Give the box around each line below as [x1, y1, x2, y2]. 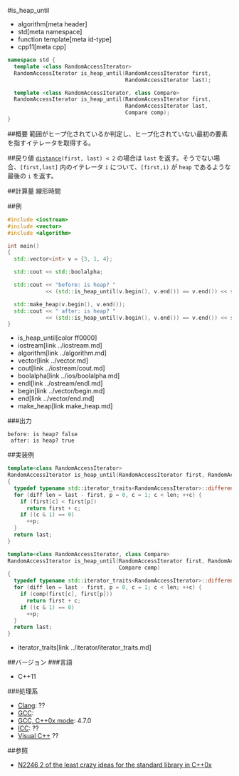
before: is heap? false [7, 431, 78, 438]
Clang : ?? [17, 701, 46, 710]
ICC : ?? [17, 724, 39, 732]
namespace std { [7, 56, 55, 64]
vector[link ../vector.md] [17, 356, 89, 365]
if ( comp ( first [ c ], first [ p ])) [20, 590, 113, 598]
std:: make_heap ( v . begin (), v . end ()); [14, 301, 126, 308]
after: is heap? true [10, 437, 75, 445]
